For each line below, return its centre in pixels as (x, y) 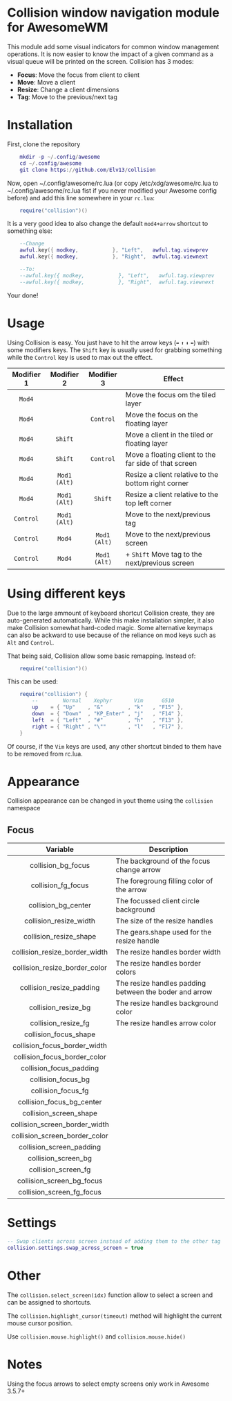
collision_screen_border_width (60, 1124)
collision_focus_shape (60, 1034)
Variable (60, 849)
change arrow (138, 870)
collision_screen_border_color (60, 1136)
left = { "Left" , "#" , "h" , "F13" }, (108, 720)
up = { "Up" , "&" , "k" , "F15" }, (108, 707)
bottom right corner (157, 483)
